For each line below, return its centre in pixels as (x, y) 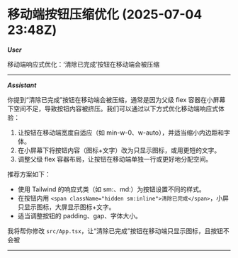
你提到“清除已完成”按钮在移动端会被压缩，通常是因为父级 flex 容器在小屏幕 (117, 99)
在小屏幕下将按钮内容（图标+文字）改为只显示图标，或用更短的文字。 (119, 150)
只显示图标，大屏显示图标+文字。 (66, 207)
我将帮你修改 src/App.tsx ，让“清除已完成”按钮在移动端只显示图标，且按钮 (115, 230)
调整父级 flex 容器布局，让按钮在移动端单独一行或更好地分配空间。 (115, 159)
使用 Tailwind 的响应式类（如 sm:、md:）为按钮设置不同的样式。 (111, 189)
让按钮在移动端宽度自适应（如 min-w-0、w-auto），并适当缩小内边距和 (121, 133)
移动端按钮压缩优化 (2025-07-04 (105, 15)
